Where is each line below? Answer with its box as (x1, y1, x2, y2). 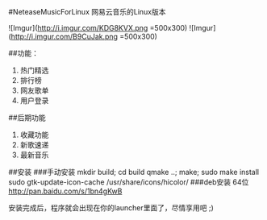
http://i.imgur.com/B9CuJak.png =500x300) (10, 31, 157, 41)
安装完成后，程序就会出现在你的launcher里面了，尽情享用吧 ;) (8, 203, 214, 212)
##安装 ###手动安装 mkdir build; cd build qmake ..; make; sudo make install (8, 168, 260, 176)
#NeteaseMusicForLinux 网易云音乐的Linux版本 (8, 7, 166, 16)
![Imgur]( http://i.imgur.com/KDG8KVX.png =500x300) (8, 23, 188, 32)
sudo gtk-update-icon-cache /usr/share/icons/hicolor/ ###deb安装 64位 (8, 177, 249, 187)
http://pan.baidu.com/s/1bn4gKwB (8, 186, 123, 196)
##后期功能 (8, 113, 46, 122)
